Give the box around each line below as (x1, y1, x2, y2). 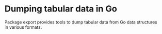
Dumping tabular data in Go (4, 3, 117, 14)
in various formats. (4, 24, 42, 30)
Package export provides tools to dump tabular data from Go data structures (4, 19, 158, 25)
